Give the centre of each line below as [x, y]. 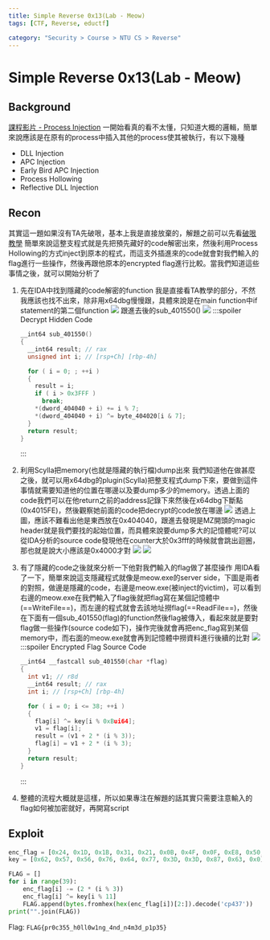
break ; [53, 401]
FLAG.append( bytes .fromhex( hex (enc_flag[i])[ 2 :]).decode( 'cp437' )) [138, 904]
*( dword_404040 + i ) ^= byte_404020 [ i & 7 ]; [110, 416]
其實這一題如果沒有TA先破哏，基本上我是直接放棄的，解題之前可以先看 [125, 233]
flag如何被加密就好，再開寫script [75, 807]
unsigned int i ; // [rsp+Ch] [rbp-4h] [92, 357]
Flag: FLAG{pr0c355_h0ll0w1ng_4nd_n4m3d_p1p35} [88, 927]
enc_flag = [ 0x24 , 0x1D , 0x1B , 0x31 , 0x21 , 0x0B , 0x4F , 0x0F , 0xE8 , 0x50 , [136, 852]
